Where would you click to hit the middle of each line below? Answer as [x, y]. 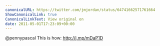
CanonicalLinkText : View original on [44, 19]
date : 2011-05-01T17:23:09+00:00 [40, 24]
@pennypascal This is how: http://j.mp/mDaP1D [54, 38]
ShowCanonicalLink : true [31, 14]
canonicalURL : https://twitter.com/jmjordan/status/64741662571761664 [80, 10]
